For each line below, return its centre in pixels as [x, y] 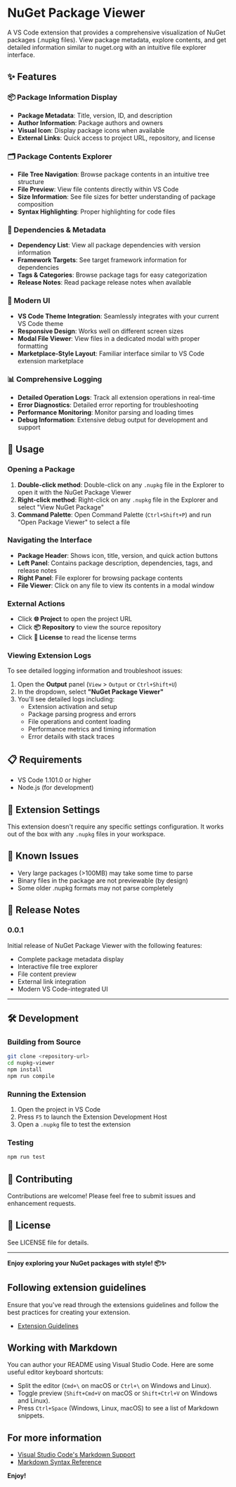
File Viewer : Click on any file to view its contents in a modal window [116, 585]
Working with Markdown [63, 1348]
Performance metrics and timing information [92, 729]
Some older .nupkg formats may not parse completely [95, 888]
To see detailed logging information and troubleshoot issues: [95, 671]
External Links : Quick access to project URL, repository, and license [116, 138]
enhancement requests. [41, 1203]
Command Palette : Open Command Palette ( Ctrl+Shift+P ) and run [114, 514]
